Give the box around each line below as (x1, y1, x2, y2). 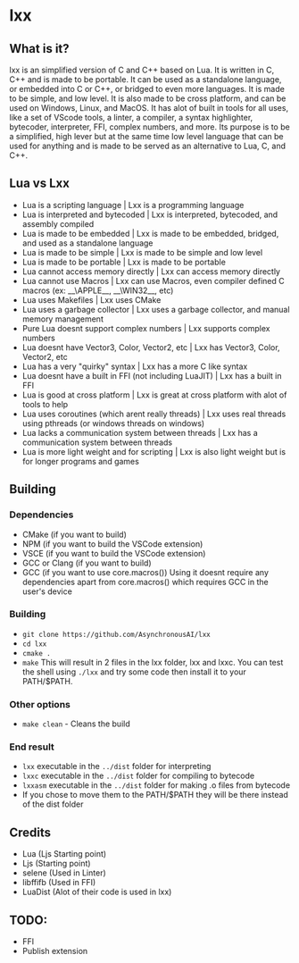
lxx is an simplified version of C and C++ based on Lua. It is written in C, (9, 64, 275, 75)
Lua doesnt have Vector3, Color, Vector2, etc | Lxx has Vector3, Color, (21, 341, 280, 353)
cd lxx (21, 640, 47, 649)
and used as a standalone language (21, 238, 154, 248)
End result (9, 741, 55, 753)
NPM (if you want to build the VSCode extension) (21, 538, 203, 549)
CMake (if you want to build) (21, 529, 128, 540)
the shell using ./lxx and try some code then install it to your (21, 666, 247, 677)
